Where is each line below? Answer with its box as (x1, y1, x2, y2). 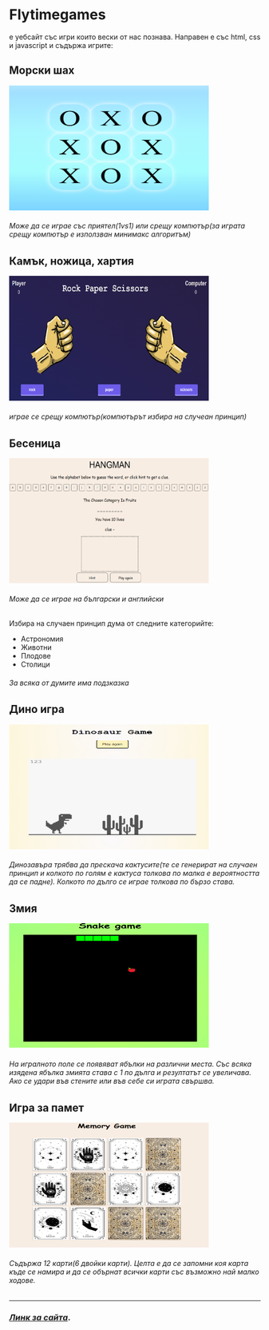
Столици (20, 659, 50, 669)
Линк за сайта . (9, 1312, 71, 1324)
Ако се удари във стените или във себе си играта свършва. (9, 1077, 215, 1086)
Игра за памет (9, 1101, 85, 1114)
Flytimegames (9, 6, 106, 24)
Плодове (20, 651, 51, 661)
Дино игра (9, 703, 65, 716)
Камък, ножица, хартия (9, 254, 134, 268)
